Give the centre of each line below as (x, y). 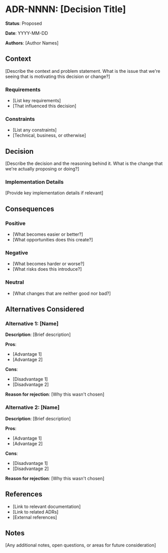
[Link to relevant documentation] (47, 506)
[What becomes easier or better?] (48, 234)
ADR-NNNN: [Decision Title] (66, 9)
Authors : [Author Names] (32, 43)
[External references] (35, 517)
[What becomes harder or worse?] (48, 264)
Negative (17, 253)
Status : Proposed (24, 23)
